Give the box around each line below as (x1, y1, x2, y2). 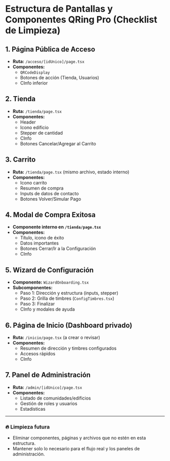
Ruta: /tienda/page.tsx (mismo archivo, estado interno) (12, 169, 130, 175)
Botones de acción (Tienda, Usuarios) (20, 75, 100, 80)
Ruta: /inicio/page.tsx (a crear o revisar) (12, 334, 100, 341)
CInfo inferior (20, 80, 48, 86)
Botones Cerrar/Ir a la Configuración (20, 245, 96, 252)
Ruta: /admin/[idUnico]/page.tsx (12, 384, 82, 390)
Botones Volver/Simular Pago (20, 196, 81, 202)
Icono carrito (20, 179, 47, 186)
